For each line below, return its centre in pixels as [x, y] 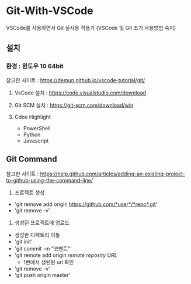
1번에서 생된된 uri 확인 [48, 262]
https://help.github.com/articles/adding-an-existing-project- [112, 174]
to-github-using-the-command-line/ [50, 181]
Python [32, 134]
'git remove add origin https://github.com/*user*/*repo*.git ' [86, 204]
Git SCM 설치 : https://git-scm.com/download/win [74, 105]
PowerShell [37, 128]
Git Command [32, 159]
